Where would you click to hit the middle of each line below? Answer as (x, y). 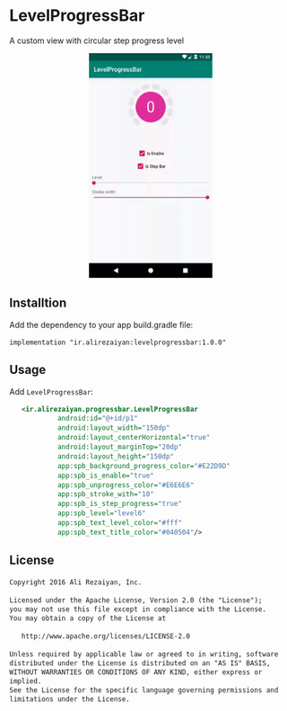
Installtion (38, 303)
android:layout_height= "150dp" (116, 456)
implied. (26, 681)
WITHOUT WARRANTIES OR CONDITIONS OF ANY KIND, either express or (136, 672)
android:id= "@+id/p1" (98, 419)
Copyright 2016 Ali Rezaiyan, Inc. (76, 582)
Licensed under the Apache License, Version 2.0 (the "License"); (136, 600)
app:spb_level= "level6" (101, 513)
